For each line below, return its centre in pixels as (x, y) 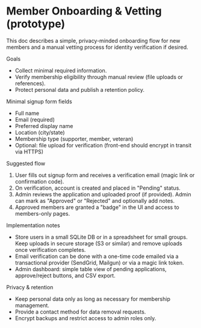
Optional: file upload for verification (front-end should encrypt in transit (103, 145)
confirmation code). (39, 181)
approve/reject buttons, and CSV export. (65, 275)
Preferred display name (44, 126)
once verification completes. (50, 249)
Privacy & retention (30, 287)
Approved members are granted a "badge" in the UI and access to (97, 207)
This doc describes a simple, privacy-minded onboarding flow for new (93, 40)
